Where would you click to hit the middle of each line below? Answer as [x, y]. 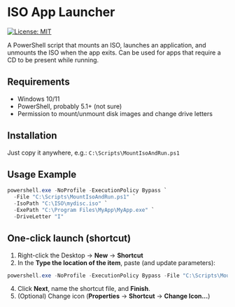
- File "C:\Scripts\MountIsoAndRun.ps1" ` [75, 197]
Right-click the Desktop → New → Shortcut [80, 255]
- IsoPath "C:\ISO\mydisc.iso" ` [61, 204]
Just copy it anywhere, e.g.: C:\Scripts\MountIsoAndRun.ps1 [93, 152]
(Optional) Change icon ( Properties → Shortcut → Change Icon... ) [114, 296]
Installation [32, 136]
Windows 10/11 [38, 99]
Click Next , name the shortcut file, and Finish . [84, 289]
